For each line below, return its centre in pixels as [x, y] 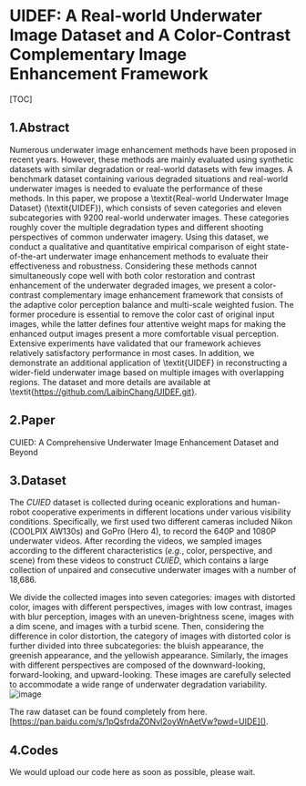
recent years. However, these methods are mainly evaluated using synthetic [152, 159]
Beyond [24, 452]
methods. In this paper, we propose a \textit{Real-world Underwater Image [149, 198]
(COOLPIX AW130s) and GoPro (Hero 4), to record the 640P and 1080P [143, 531]
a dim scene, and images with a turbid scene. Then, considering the [137, 627]
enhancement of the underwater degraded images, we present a [131, 285]
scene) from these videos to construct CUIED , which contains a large [139, 560]
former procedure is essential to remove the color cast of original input [142, 314]
